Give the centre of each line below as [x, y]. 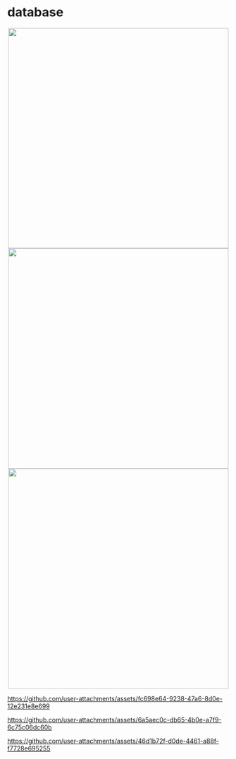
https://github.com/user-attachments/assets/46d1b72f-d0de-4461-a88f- [113, 741]
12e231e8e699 [29, 706]
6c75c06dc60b [30, 727]
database [36, 12]
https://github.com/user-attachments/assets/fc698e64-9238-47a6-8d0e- [115, 698]
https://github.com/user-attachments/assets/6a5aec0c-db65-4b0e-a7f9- [114, 720]
